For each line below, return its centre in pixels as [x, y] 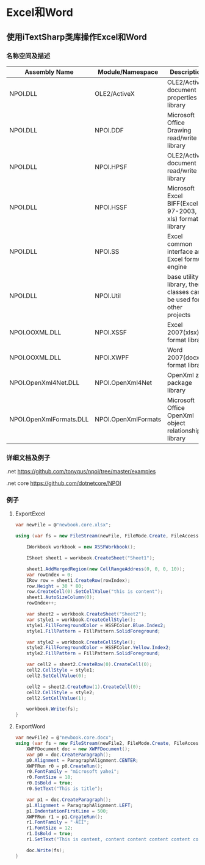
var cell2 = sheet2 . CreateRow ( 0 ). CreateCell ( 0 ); [89, 665]
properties [182, 97]
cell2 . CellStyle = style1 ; [61, 670]
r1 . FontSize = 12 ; [50, 828]
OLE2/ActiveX [115, 93]
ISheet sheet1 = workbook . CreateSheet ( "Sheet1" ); [91, 558]
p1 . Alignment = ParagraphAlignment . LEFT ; [80, 805]
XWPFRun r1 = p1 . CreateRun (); [65, 817]
